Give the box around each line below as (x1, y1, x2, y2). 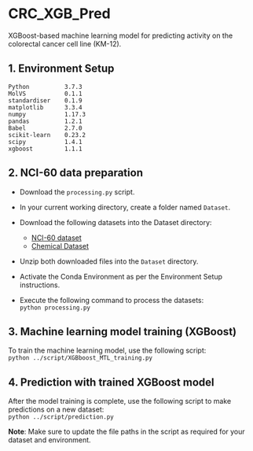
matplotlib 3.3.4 (8, 103, 82, 111)
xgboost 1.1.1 (8, 145, 82, 153)
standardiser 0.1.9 (8, 96, 82, 105)
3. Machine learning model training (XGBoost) (8, 324, 237, 338)
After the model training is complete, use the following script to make (8, 397, 232, 406)
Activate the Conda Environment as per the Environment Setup (19, 272, 222, 281)
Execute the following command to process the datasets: (19, 295, 204, 305)
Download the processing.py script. (19, 187, 135, 197)
